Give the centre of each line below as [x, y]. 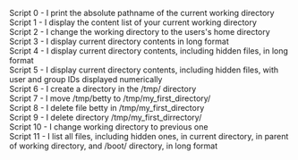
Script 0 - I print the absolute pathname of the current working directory [142, 13]
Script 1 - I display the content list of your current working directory [133, 22]
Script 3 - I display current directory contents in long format [119, 41]
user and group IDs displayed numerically [86, 79]
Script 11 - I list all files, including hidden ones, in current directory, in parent [149, 136]
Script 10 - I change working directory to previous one [109, 127]
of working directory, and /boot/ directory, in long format [114, 146]
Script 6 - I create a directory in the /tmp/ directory [103, 89]
